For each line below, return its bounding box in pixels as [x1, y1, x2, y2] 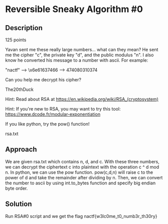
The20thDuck [5, 86, 34, 92]
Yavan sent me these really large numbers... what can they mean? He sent [5, 47, 158, 52]
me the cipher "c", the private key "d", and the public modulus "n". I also [5, 52, 154, 58]
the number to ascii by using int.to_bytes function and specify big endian [5, 180, 156, 186]
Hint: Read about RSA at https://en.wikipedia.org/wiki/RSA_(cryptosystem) [5, 96, 159, 102]
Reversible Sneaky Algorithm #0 [5, 4, 143, 15]
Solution [5, 200, 32, 208]
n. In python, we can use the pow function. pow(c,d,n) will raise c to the [5, 169, 153, 175]
